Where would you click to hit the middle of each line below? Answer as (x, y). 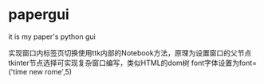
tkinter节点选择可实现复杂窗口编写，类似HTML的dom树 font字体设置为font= (133, 63)
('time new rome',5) (40, 71)
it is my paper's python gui (52, 36)
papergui (39, 15)
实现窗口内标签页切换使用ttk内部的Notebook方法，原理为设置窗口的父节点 (130, 52)
